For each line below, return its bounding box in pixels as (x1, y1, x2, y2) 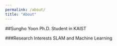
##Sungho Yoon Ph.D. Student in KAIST (5, 25, 87, 31)
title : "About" (5, 12, 37, 17)
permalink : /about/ (5, 7, 46, 12)
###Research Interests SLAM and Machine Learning (5, 35, 113, 41)
